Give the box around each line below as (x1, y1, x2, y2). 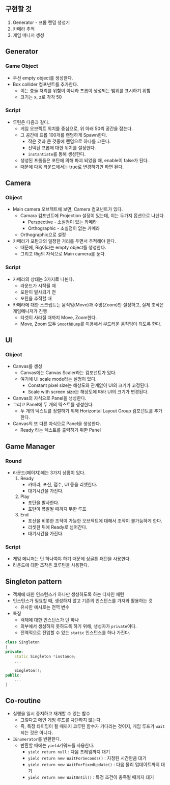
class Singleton (5, 640, 40, 645)
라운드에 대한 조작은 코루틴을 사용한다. (12, 562, 89, 568)
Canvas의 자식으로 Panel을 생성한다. (12, 395, 87, 401)
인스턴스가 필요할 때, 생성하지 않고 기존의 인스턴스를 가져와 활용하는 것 (12, 598, 153, 604)
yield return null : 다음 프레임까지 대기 (27, 748, 110, 754)
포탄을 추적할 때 (20, 295, 52, 301)
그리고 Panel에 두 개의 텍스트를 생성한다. (12, 402, 94, 408)
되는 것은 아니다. (20, 729, 53, 736)
